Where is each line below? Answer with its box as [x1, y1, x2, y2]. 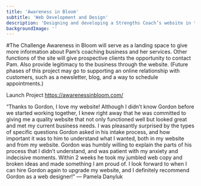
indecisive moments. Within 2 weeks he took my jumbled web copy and [6, 154, 182, 161]
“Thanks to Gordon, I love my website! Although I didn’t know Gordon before [6, 103, 194, 111]
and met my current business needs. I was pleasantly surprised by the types [6, 122, 194, 129]
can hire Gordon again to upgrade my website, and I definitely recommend [6, 167, 190, 174]
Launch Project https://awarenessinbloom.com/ [6, 92, 124, 99]
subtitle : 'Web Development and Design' [6, 14, 109, 20]
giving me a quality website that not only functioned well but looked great [6, 116, 187, 123]
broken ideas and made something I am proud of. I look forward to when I [6, 160, 187, 167]
